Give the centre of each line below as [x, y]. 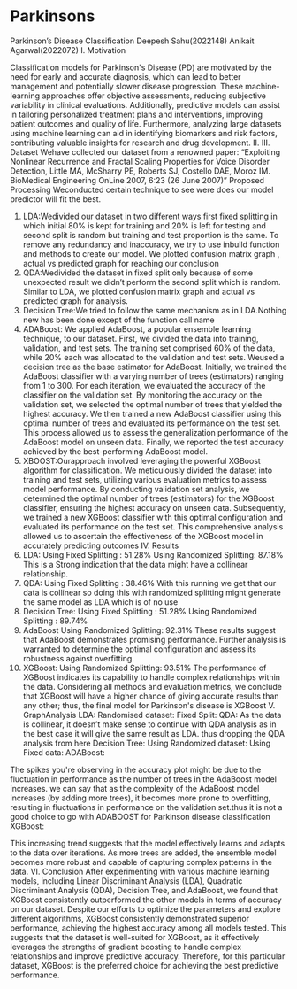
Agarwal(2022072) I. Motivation [68, 50]
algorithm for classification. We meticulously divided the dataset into [148, 470]
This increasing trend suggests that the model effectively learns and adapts [148, 843]
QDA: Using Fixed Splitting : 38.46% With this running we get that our [149, 583]
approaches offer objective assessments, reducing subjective [154, 96]
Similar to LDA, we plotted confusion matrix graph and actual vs [139, 291]
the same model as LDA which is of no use [100, 602]
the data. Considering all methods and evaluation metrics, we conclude [152, 686]
